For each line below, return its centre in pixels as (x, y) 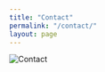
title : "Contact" (41, 17)
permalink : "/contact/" (53, 26)
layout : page (33, 34)
